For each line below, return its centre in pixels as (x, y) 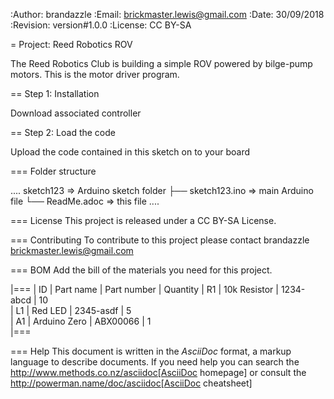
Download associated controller (76, 113)
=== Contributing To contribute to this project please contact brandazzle (160, 240)
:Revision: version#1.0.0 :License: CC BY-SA (101, 25)
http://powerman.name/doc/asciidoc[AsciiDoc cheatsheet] (131, 383)
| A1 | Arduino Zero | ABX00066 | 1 (81, 321)
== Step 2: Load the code (63, 132)
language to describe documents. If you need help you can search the (155, 362)
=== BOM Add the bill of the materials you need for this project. (141, 270)
